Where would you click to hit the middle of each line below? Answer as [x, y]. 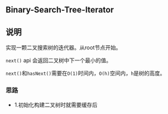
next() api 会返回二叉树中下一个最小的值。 [59, 60]
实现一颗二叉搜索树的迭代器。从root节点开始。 [64, 48]
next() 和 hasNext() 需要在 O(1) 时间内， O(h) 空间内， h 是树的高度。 [86, 73]
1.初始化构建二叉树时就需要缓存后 [56, 104]
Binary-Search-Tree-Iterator [60, 10]
